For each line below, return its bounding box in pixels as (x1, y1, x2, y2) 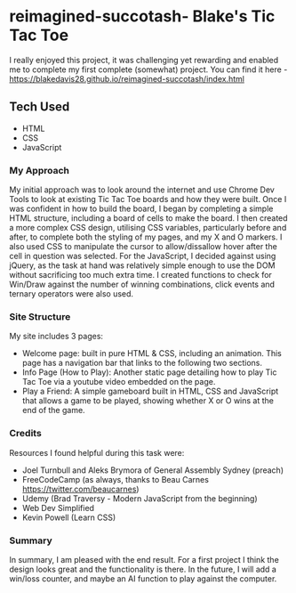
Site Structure (9, 310, 71, 322)
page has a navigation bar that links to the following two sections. (21, 358, 263, 369)
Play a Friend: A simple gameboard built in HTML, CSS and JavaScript (21, 386, 279, 397)
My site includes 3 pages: (9, 331, 104, 342)
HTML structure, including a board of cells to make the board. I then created (9, 213, 288, 223)
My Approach (9, 164, 69, 176)
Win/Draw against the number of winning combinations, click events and (9, 279, 276, 290)
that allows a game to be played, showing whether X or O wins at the (21, 395, 274, 406)
